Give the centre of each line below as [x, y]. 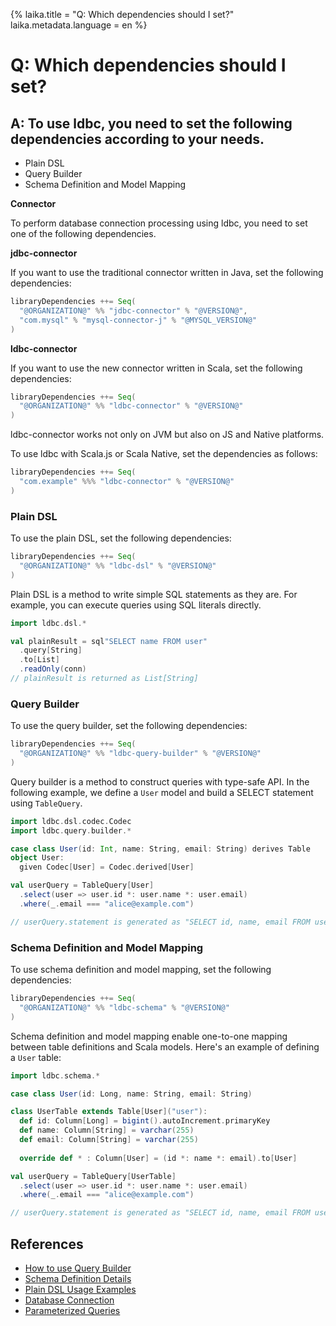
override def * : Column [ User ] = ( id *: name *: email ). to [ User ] [158, 1158]
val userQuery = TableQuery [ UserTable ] [93, 1176]
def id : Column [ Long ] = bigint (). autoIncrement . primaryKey [145, 1121]
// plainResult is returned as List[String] [104, 679]
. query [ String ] [51, 650]
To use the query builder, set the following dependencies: [129, 726]
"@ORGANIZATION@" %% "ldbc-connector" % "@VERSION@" [131, 406]
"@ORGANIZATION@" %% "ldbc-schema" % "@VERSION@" [124, 1007]
